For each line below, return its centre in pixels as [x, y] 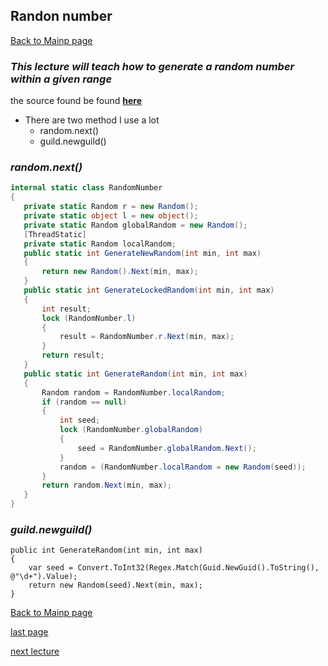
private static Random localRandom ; [100, 244]
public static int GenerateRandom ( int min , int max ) [135, 374]
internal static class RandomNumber [86, 188]
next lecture [35, 651]
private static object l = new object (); [111, 216]
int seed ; [80, 420]
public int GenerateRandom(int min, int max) [106, 550]
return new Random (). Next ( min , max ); [120, 272]
